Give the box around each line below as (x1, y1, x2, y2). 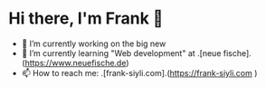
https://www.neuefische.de (24, 57, 127, 68)
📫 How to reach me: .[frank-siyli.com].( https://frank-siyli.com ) (21, 67, 258, 78)
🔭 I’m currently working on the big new (21, 38, 166, 49)
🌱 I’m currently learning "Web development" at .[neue (21, 47, 222, 58)
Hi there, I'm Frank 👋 (8, 8, 164, 29)
